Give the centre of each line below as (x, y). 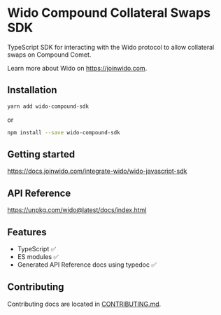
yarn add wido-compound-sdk (48, 106)
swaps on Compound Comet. (49, 55)
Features (27, 232)
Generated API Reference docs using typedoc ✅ (87, 265)
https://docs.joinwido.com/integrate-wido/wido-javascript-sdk (97, 171)
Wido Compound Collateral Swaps (109, 13)
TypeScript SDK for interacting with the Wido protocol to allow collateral (111, 47)
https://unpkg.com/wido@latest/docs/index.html (77, 210)
